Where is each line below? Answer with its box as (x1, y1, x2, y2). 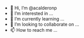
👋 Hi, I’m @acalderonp (10, 5, 57, 11)
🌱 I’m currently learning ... (10, 16, 65, 22)
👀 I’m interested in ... (10, 10, 53, 16)
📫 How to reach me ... (10, 27, 58, 33)
